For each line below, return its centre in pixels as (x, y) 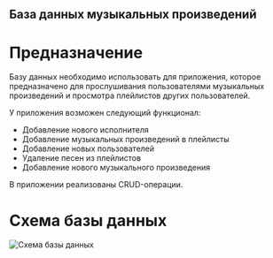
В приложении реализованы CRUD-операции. (96, 185)
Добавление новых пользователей (88, 148)
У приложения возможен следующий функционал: (105, 113)
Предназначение (76, 53)
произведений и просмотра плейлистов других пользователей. (130, 95)
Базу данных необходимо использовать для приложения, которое (135, 77)
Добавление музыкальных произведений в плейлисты (126, 140)
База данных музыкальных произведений (133, 15)
